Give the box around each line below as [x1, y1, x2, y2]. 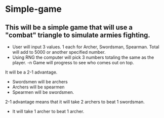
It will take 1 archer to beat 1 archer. [12, 109, 84, 114]
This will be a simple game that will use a [5, 23, 133, 32]
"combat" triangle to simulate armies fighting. [5, 31, 151, 39]
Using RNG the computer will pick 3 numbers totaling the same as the [12, 54, 154, 60]
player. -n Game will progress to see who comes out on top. [12, 60, 134, 65]
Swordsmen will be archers [12, 79, 68, 84]
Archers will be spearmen [12, 84, 65, 90]
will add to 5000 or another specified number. [12, 49, 106, 55]
